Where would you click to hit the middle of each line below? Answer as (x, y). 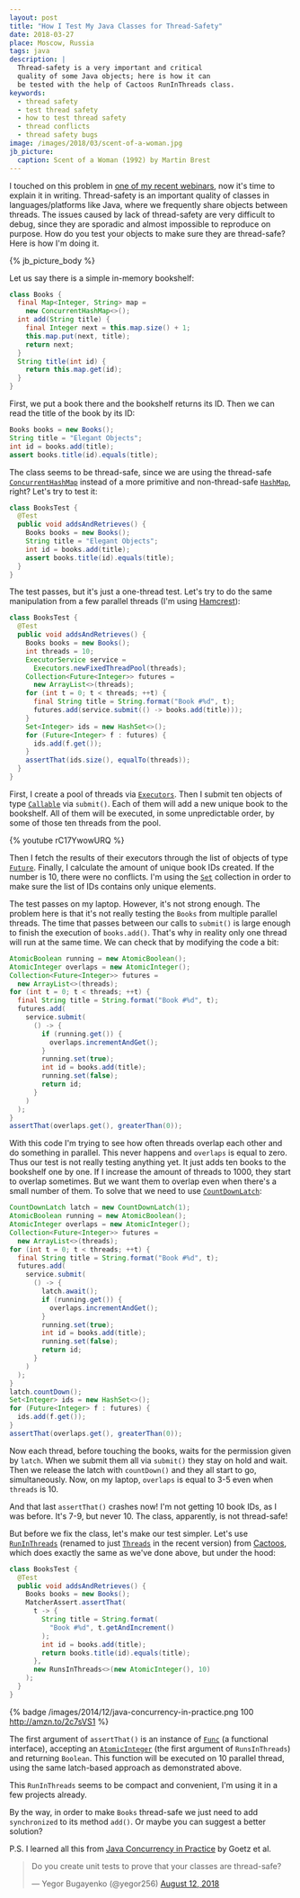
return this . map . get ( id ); (74, 370)
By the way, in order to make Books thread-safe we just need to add (134, 1812)
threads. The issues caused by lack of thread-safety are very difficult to (142, 214)
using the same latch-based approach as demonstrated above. (126, 1767)
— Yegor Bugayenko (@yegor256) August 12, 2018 (125, 1884)
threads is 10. (34, 1489)
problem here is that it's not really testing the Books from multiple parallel (143, 913)
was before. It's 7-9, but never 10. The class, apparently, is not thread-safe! (149, 1516)
